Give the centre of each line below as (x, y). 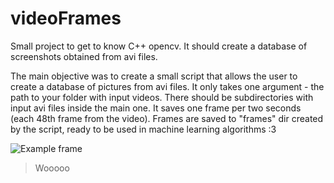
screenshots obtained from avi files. (84, 56)
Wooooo (52, 168)
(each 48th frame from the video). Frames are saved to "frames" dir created (167, 118)
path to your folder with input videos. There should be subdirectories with (162, 97)
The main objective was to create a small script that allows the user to (154, 76)
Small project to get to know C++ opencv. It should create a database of (159, 46)
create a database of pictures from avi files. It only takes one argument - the (167, 86)
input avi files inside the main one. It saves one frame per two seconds (156, 108)
